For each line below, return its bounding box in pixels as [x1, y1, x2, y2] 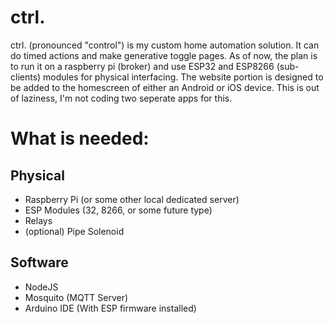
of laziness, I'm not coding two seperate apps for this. [10, 92, 233, 104]
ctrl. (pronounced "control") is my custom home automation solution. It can [10, 39, 320, 51]
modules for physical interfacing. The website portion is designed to [43, 71, 324, 83]
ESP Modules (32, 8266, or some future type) [24, 204, 213, 216]
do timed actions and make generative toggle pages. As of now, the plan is [10, 49, 318, 61]
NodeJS [24, 281, 59, 293]
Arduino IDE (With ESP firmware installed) [24, 302, 197, 314]
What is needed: [10, 127, 150, 150]
